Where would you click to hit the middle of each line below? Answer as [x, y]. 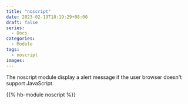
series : [16, 28]
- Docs [19, 33]
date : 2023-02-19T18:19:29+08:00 [47, 17]
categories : [21, 39]
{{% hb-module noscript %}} [41, 95]
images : [16, 60]
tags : [13, 50]
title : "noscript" [28, 11]
